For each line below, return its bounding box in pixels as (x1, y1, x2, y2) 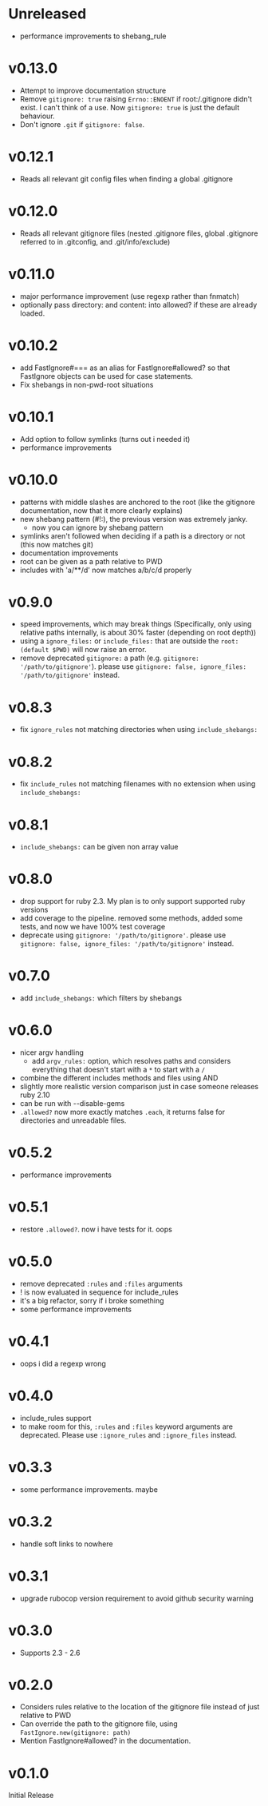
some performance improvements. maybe (19, 1484, 158, 1494)
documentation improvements (19, 548, 119, 558)
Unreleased (8, 5, 87, 23)
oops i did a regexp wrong (19, 1358, 106, 1368)
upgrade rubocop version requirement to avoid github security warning (19, 1593, 254, 1603)
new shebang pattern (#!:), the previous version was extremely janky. (19, 514, 248, 523)
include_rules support (19, 1413, 92, 1422)
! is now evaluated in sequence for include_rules (19, 1287, 179, 1297)
